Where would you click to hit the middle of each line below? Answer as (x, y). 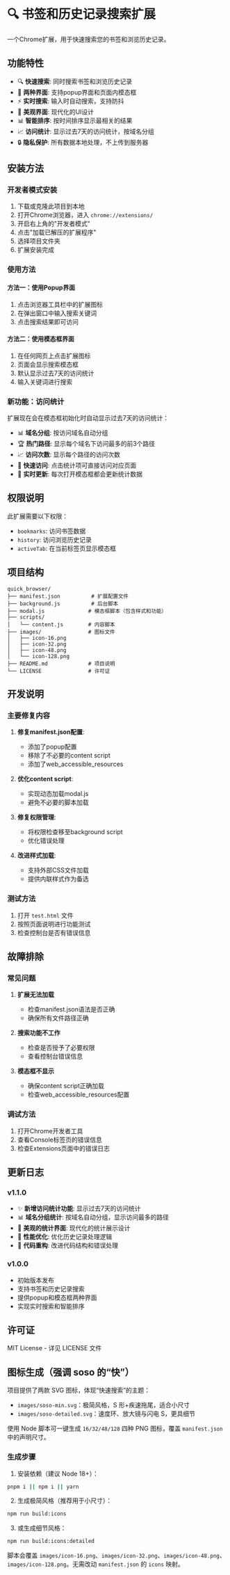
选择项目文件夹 (39, 241)
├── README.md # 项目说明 (61, 664)
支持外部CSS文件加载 (58, 870)
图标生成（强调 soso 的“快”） (71, 1372)
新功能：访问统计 (36, 401)
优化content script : (45, 779)
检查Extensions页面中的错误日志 (63, 1148)
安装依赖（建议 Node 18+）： (58, 1473)
